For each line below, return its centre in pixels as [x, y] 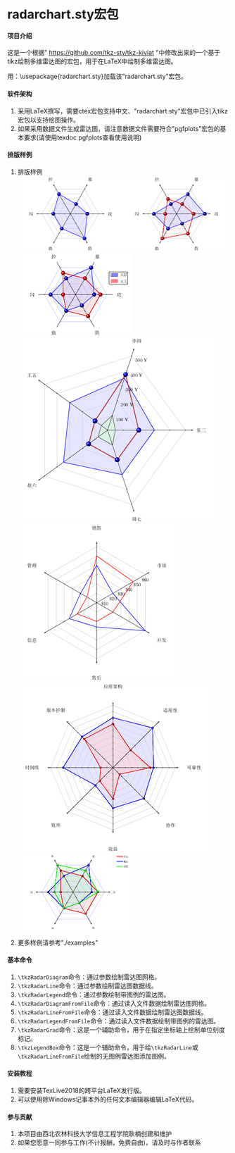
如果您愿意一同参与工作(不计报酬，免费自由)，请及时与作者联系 [109, 1142]
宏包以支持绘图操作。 [48, 120]
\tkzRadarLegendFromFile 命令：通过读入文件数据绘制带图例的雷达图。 [119, 1021]
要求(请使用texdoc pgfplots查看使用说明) [83, 137]
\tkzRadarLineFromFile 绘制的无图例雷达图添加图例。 [94, 1056]
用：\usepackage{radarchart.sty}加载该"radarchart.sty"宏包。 [97, 76]
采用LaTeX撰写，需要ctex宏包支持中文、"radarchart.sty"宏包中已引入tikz [123, 111]
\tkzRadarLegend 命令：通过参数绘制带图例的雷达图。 [94, 995]
